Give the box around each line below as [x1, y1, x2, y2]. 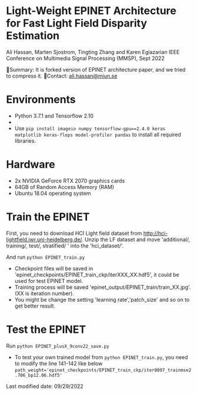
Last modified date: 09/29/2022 [6, 383, 84, 390]
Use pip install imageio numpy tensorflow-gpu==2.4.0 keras [14, 124, 166, 131]
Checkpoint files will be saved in [14, 265, 93, 272]
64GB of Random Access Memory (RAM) [14, 183, 115, 190]
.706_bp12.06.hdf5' [14, 372, 63, 378]
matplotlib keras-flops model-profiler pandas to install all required [14, 131, 181, 138]
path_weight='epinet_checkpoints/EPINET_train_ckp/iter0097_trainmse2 [14, 367, 192, 373]
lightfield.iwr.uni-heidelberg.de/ [6, 236, 82, 243]
